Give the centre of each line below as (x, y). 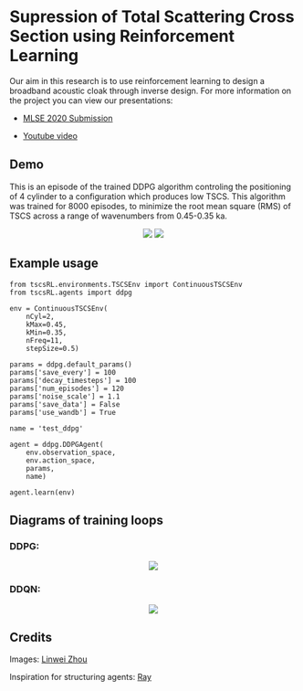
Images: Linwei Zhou (49, 659)
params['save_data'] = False (65, 404)
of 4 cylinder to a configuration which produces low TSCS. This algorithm (147, 196)
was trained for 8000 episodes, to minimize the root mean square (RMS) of (151, 206)
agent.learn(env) (42, 492)
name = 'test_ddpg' (47, 428)
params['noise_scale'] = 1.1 (65, 396)
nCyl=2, (40, 316)
